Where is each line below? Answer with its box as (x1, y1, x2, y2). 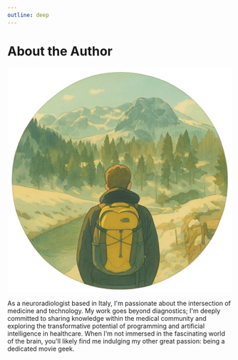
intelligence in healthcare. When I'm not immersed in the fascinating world (7, 329, 226, 338)
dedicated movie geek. (7, 344, 75, 353)
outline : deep (7, 11, 50, 19)
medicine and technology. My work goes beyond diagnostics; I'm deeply (7, 307, 221, 315)
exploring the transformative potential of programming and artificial (7, 322, 205, 330)
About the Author (7, 43, 113, 59)
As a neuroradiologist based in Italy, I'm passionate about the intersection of (7, 299, 232, 307)
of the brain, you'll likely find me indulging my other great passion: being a (7, 336, 225, 345)
